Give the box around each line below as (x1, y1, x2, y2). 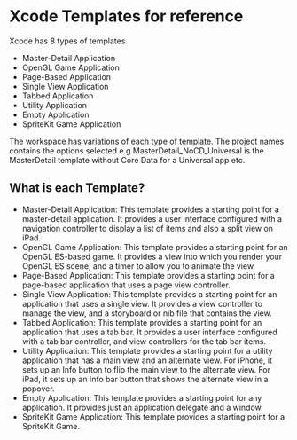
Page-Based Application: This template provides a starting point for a (21, 270, 275, 280)
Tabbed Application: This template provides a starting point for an (21, 317, 262, 327)
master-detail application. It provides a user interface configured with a (21, 213, 282, 224)
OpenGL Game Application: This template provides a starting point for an (21, 241, 288, 252)
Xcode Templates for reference (9, 6, 244, 27)
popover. (21, 383, 55, 394)
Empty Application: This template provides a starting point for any (21, 392, 262, 403)
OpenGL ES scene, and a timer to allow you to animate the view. (21, 260, 255, 271)
